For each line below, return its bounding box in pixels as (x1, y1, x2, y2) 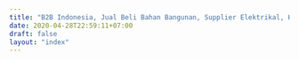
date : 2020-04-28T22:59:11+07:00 (9, 21, 133, 30)
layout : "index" (9, 37, 69, 47)
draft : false (9, 29, 58, 38)
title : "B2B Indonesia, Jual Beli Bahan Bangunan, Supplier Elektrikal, (9, 12, 285, 22)
